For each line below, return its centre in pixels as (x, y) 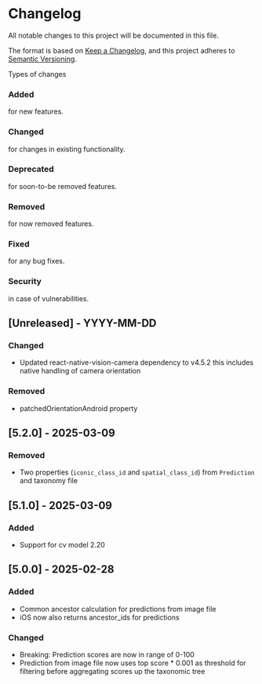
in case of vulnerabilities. (49, 298)
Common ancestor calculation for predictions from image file (118, 609)
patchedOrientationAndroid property (78, 408)
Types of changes (37, 74)
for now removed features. (51, 224)
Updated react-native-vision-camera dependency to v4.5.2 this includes (136, 362)
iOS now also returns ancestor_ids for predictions (99, 617)
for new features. (36, 111)
